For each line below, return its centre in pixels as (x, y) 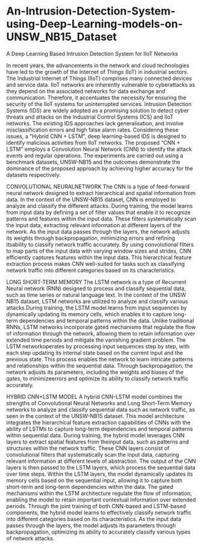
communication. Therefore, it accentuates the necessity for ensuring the (96, 98)
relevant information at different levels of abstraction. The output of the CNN (101, 461)
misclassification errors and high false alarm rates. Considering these (93, 130)
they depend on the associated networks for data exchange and (86, 91)
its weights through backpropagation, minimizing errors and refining (91, 238)
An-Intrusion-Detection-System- (91, 11)
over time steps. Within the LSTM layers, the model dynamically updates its (99, 474)
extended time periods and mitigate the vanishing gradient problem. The (96, 340)
